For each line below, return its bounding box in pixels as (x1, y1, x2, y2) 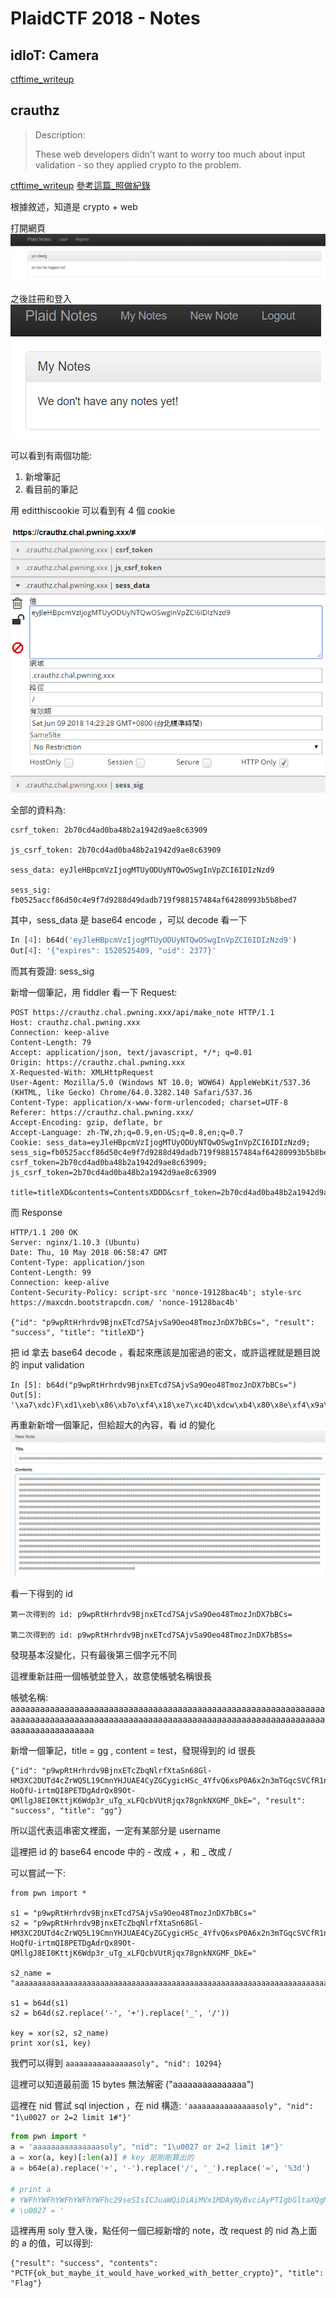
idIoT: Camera (10, 47, 100, 64)
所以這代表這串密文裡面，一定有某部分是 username (10, 1825, 221, 1837)
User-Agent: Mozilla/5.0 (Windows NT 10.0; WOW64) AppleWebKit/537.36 (10, 1078, 311, 1088)
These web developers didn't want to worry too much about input (34, 148, 306, 160)
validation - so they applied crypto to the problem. (34, 158, 242, 171)
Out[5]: (10, 1390, 43, 1401)
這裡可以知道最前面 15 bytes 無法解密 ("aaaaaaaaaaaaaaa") (10, 2078, 255, 2091)
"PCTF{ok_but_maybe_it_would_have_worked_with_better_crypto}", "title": (10, 2268, 325, 2279)
